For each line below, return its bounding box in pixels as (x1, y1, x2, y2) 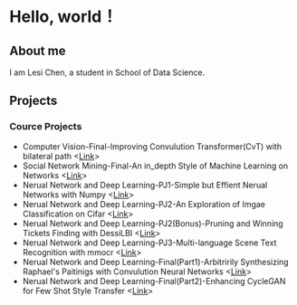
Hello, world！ (9, 6, 118, 27)
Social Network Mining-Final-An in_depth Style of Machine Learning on (22, 160, 289, 171)
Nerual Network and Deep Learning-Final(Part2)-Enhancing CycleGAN (22, 275, 286, 286)
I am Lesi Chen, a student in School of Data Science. (9, 67, 206, 78)
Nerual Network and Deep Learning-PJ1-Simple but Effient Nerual (22, 179, 268, 190)
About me (9, 43, 66, 58)
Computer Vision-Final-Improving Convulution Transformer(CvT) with (22, 140, 283, 152)
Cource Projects (9, 120, 82, 133)
